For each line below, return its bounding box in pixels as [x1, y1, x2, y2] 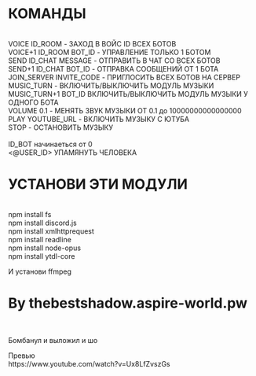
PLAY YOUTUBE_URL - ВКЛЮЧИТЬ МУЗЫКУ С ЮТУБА [8, 114, 190, 123]
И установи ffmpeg [8, 267, 72, 276]
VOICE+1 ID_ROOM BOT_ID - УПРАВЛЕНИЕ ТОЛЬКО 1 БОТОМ [8, 47, 211, 57]
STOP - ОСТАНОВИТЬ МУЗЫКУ [8, 123, 114, 132]
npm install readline [8, 234, 72, 244]
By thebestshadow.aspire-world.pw [8, 294, 248, 312]
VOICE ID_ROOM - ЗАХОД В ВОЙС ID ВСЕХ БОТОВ [8, 39, 177, 48]
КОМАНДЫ [8, 5, 86, 23]
